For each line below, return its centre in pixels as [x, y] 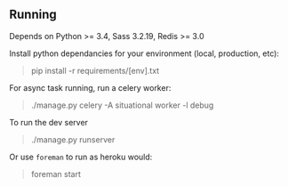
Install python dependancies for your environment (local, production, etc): [144, 53]
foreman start [56, 174]
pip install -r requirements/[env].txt [95, 70]
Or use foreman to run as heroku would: [81, 157]
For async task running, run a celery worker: [90, 87]
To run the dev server [49, 122]
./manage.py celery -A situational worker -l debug [122, 105]
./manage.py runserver [73, 139]
